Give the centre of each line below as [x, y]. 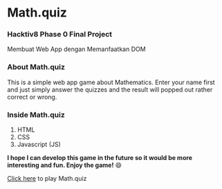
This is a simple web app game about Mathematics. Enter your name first [111, 82]
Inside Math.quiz [36, 115]
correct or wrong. [32, 97]
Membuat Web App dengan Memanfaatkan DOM [77, 49]
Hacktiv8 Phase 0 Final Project [60, 34]
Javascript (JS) [39, 145]
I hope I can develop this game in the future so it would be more [100, 158]
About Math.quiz [36, 67]
